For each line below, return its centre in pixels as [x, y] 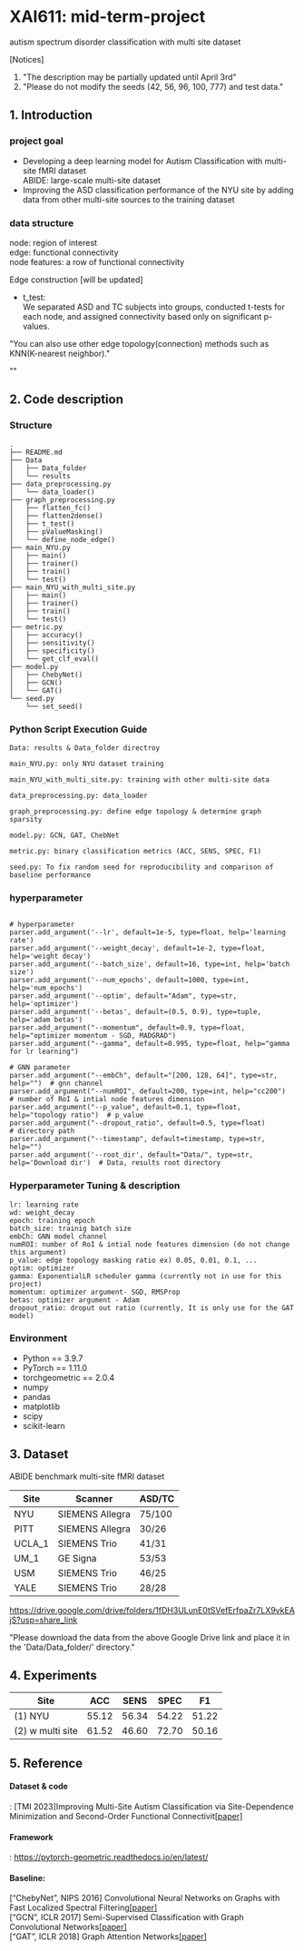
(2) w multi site [46, 1731]
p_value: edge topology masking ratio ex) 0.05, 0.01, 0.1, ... [133, 1260]
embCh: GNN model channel [58, 1237]
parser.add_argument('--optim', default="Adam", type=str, [123, 996]
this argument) [38, 1252]
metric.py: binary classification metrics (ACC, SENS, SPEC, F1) [135, 851]
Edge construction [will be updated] [76, 280]
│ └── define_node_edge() [63, 539]
